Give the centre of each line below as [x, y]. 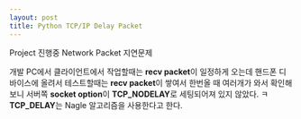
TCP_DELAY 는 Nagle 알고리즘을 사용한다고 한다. [96, 105]
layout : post [34, 17]
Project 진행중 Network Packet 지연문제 [81, 52]
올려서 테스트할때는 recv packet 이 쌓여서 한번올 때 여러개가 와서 [154, 82]
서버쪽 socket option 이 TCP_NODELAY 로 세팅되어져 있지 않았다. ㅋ [147, 94]
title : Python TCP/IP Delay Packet [76, 26]
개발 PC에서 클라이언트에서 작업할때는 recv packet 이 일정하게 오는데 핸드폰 [143, 72]
